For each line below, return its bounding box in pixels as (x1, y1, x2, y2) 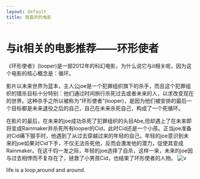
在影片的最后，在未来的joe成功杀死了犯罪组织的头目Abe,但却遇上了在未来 (6, 117, 187, 125)
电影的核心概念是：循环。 (11, 70, 74, 77)
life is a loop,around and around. (6, 167, 86, 174)
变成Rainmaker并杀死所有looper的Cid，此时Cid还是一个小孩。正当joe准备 (11, 125, 192, 132)
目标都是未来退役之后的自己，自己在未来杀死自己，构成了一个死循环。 (11, 105, 183, 112)
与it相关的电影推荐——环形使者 (6, 42, 159, 55)
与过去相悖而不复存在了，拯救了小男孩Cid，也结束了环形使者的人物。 (6, 155, 177, 162)
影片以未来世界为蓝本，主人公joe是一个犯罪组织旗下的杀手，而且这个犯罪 (6, 83, 186, 90)
